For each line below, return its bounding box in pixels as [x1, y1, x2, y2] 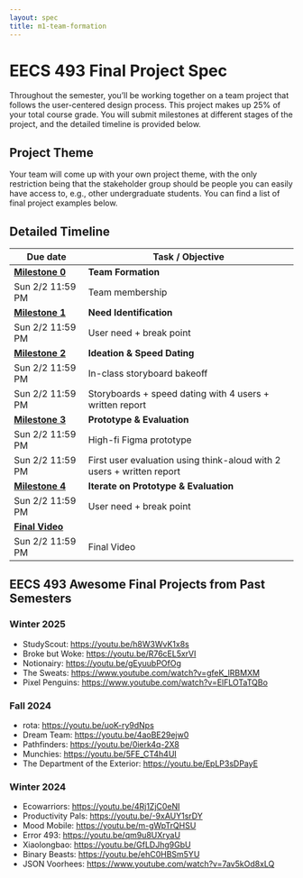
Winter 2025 [9, 618, 66, 631]
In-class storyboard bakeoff [87, 367, 208, 380]
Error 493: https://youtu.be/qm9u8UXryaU [22, 830, 181, 841]
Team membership [87, 286, 168, 298]
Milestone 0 [14, 266, 66, 279]
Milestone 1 [14, 306, 66, 319]
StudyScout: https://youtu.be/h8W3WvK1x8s [22, 638, 189, 649]
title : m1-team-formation [9, 22, 106, 31]
